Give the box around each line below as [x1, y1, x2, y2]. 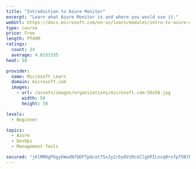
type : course [6, 25, 38, 31]
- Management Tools [11, 144, 59, 150]
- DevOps [11, 138, 33, 144]
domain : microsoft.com [11, 79, 66, 85]
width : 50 [21, 95, 45, 101]
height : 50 [21, 101, 48, 106]
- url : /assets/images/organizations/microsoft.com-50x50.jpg [16, 90, 171, 96]
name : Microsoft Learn [11, 74, 66, 80]
